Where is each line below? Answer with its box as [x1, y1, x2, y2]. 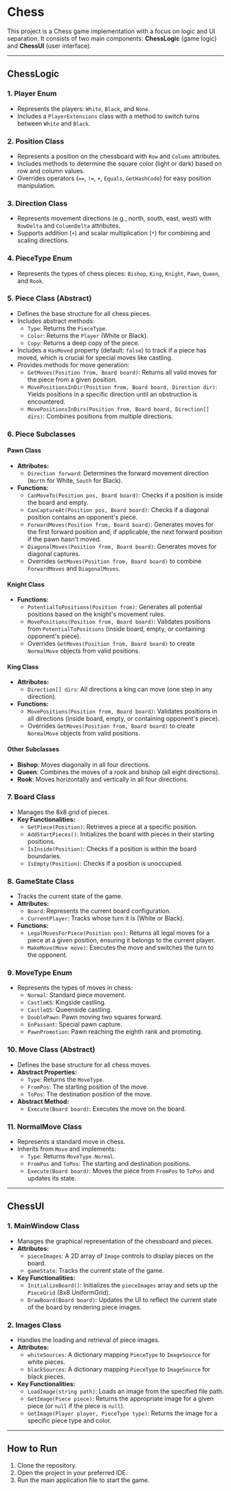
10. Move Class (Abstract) [7, 1045, 96, 1054]
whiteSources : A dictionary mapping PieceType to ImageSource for [27, 1350, 211, 1359]
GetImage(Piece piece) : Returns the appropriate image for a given [27, 1394, 214, 1403]
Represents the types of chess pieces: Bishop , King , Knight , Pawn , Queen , [16, 269, 221, 277]
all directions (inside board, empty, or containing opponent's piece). [27, 715, 220, 723]
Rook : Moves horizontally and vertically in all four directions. [16, 775, 189, 783]
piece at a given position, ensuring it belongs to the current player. [27, 936, 215, 945]
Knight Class [7, 580, 45, 589]
